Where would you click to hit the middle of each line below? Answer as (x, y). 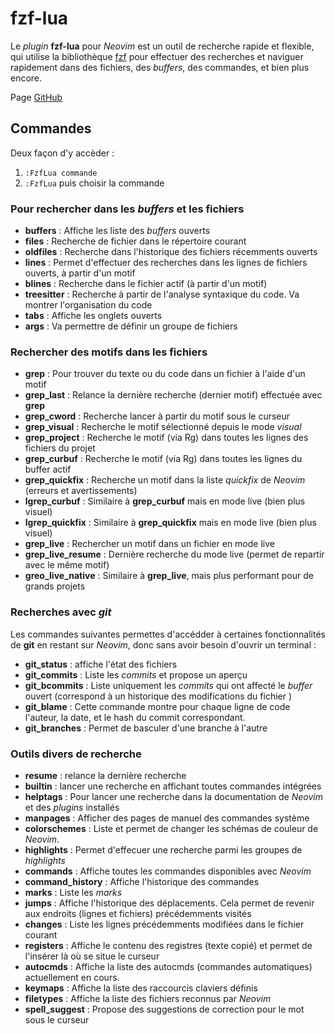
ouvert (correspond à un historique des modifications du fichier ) (158, 696)
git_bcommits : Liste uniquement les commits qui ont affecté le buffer (168, 685)
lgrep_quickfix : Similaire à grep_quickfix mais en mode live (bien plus (170, 523)
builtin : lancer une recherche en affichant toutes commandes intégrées (173, 786)
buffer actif (48, 469)
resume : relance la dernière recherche (105, 775)
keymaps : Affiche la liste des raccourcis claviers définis (141, 988)
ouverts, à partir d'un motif (80, 273)
